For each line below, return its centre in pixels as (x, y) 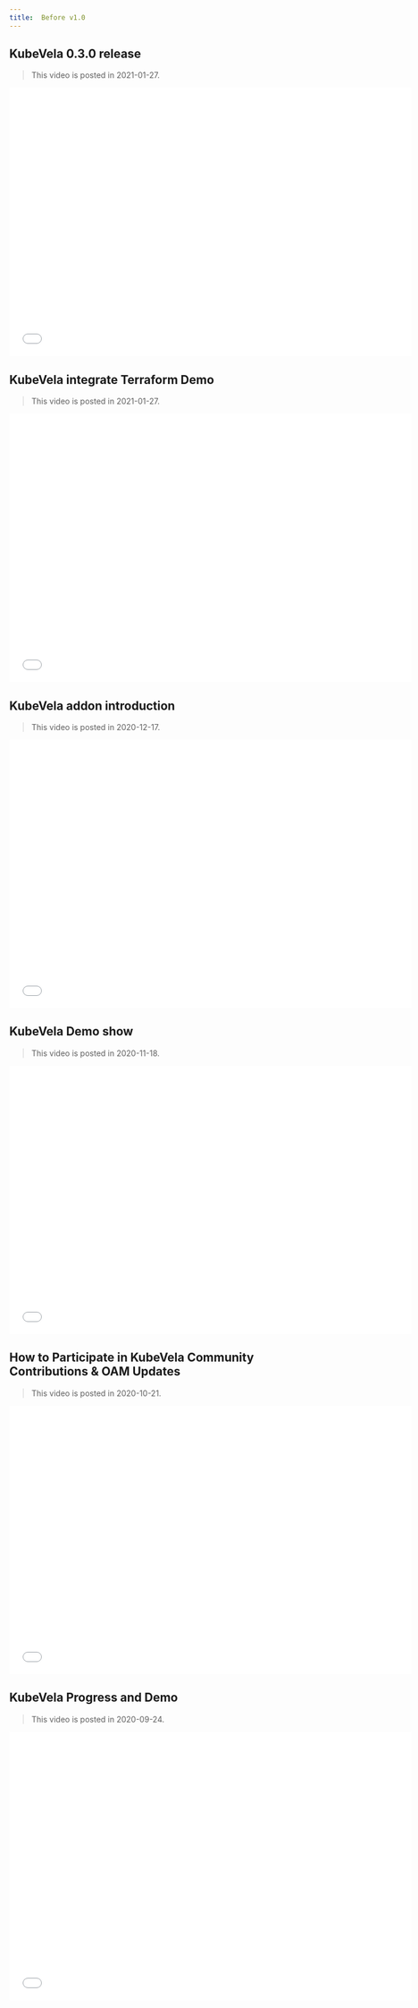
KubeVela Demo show (71, 1031)
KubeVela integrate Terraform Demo (112, 380)
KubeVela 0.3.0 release (75, 54)
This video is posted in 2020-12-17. (96, 727)
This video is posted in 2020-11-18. (96, 1053)
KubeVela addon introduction (92, 706)
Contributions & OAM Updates (95, 1371)
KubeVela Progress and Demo (94, 1698)
